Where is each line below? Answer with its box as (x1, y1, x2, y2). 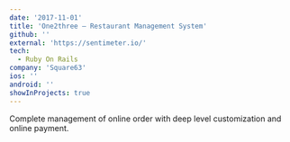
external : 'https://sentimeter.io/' (9, 38, 147, 48)
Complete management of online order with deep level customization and (9, 113, 282, 124)
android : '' (9, 80, 54, 89)
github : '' (9, 30, 50, 39)
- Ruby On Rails (17, 55, 78, 64)
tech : (9, 47, 30, 56)
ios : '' (9, 72, 39, 81)
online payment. (9, 122, 69, 133)
